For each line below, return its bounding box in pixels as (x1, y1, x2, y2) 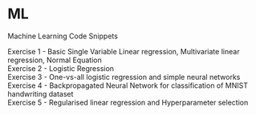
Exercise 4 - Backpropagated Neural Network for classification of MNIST (7, 81, 249, 90)
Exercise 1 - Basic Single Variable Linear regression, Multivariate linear (7, 46, 240, 56)
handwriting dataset (7, 89, 74, 98)
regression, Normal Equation (7, 55, 102, 65)
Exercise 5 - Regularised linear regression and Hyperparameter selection (7, 97, 249, 107)
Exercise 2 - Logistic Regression (7, 63, 114, 73)
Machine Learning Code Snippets (7, 31, 118, 41)
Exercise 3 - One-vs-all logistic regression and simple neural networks (7, 72, 241, 81)
